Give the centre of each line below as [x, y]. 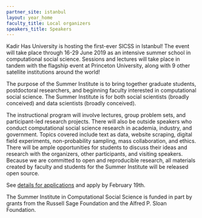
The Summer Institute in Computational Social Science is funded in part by [99, 197]
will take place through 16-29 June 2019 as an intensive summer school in [99, 53]
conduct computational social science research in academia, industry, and [99, 128]
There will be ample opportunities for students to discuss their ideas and [97, 147]
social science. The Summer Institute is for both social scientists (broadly [98, 97]
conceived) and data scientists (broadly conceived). [71, 104]
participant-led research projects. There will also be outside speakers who [99, 122]
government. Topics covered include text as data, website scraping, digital [99, 135]
